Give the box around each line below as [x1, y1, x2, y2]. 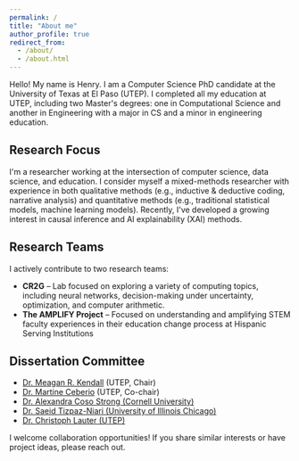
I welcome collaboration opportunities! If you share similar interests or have [9, 432, 286, 443]
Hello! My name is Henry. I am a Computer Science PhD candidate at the [9, 79, 276, 89]
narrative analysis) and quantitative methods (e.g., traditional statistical [9, 194, 270, 205]
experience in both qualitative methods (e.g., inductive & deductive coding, [9, 185, 286, 196]
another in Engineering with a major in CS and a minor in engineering [9, 108, 262, 118]
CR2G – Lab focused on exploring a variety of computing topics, [21, 280, 259, 291]
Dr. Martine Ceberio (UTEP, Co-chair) [21, 387, 161, 398]
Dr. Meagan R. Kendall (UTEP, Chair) [21, 377, 156, 388]
